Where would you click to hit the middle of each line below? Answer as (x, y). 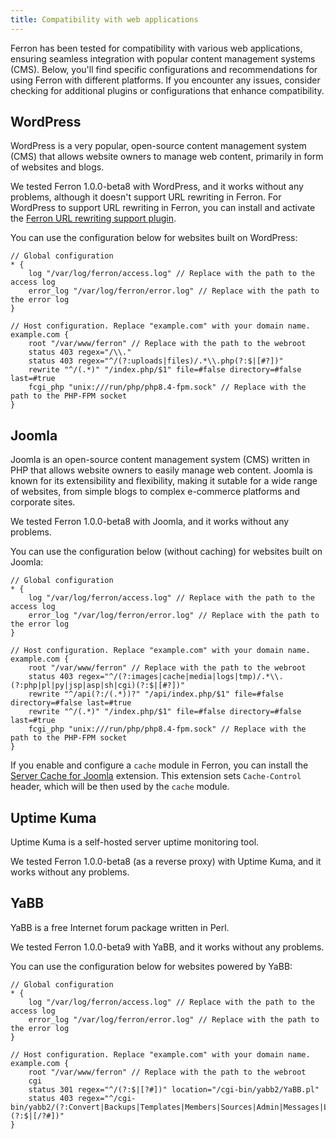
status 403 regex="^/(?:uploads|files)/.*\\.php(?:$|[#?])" (156, 361)
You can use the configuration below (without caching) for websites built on (166, 552)
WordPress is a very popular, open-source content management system (158, 146)
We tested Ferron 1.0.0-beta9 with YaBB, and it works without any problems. (167, 947)
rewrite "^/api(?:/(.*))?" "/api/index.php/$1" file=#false (156, 694)
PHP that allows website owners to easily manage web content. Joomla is (161, 470)
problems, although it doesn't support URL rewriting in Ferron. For (146, 197)
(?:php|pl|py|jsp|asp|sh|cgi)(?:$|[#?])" (98, 686)
